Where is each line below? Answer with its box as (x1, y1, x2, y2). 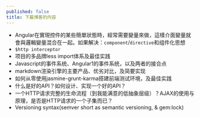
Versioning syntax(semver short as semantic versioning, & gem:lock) (14, 103, 184, 110)
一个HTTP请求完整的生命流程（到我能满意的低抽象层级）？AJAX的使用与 (14, 90, 195, 97)
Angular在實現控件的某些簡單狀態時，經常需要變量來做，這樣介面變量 (14, 31, 186, 39)
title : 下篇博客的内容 (6, 14, 57, 20)
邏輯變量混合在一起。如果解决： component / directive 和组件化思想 (25, 39, 186, 46)
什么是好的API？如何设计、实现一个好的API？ (14, 82, 127, 89)
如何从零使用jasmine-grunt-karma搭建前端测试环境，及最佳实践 (14, 75, 172, 82)
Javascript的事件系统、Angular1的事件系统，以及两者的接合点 (14, 60, 167, 67)
